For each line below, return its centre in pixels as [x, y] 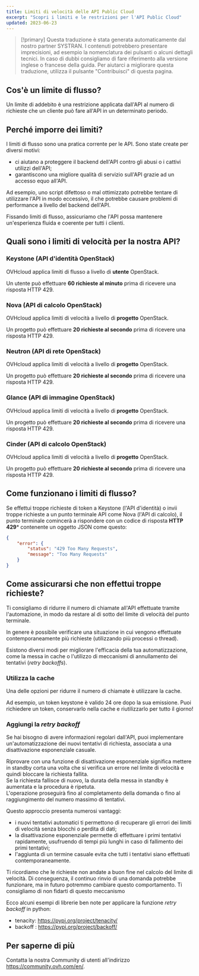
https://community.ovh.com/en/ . [45, 966]
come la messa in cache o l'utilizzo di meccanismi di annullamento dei [92, 656]
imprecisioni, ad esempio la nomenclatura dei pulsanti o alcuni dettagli [107, 52]
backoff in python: [29, 909]
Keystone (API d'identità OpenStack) [60, 259]
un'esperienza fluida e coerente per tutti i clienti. [65, 223]
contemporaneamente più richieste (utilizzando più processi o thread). [92, 638]
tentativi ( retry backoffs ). [37, 662]
